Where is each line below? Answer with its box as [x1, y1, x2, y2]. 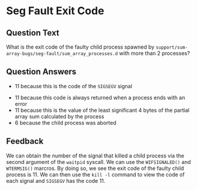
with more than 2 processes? [119, 50, 190, 57]
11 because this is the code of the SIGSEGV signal [14, 82, 132, 89]
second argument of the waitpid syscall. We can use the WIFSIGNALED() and [6, 158, 191, 165]
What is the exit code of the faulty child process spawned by [6, 43, 155, 50]
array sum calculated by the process [14, 112, 104, 120]
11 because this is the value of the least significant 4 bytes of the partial [14, 107, 190, 114]
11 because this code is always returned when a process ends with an [14, 94, 185, 101]
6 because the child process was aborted [14, 119, 117, 126]
